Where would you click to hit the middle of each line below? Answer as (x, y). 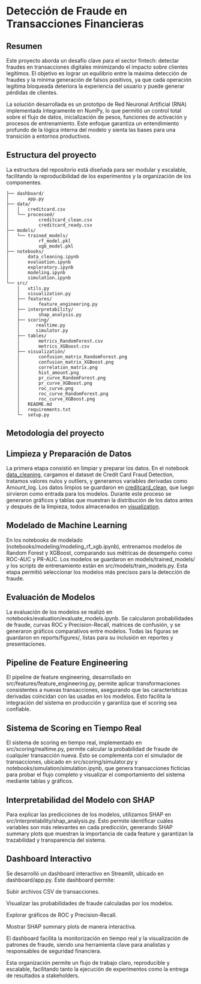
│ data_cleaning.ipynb (43, 257)
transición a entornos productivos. (49, 136)
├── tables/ (32, 335)
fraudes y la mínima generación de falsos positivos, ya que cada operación (99, 80)
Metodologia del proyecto (55, 433)
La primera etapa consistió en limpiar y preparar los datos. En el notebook (97, 469)
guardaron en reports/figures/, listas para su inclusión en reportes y (90, 637)
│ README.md (34, 404)
